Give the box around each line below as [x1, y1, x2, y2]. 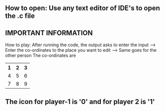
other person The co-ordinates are [5, 52, 76, 59]
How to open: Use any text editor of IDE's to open [5, 4, 161, 12]
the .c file [5, 12, 35, 20]
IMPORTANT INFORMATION [5, 28, 93, 37]
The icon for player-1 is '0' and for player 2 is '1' [5, 97, 155, 106]
